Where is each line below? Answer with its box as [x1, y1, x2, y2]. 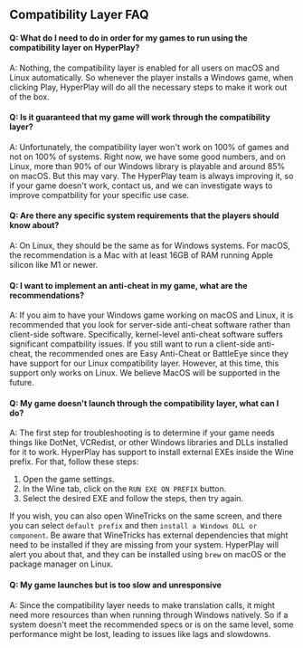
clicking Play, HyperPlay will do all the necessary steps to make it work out [9, 81, 288, 92]
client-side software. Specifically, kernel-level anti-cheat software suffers [9, 329, 283, 340]
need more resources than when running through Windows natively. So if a [9, 609, 289, 620]
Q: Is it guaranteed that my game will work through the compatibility [9, 112, 271, 123]
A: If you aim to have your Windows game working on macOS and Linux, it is [9, 310, 294, 320]
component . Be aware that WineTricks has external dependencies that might [9, 529, 289, 541]
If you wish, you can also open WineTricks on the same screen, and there [9, 510, 282, 521]
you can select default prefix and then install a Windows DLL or [9, 520, 258, 531]
